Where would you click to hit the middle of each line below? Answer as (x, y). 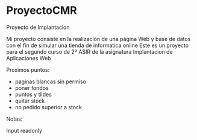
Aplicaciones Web (29, 58)
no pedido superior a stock (48, 107)
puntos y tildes (33, 94)
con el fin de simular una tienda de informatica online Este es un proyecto (97, 45)
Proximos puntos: (28, 69)
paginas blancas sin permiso (50, 81)
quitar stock (30, 101)
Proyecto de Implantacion (38, 27)
